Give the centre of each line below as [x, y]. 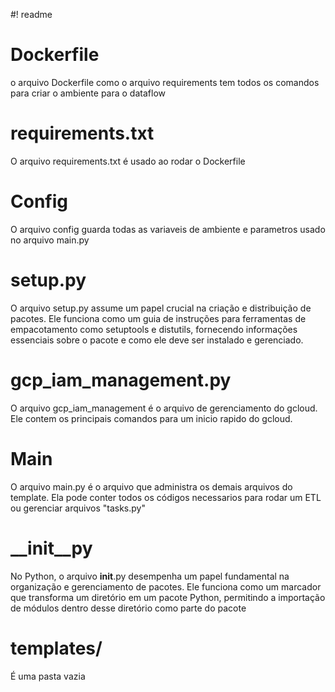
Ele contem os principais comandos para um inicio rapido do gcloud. [151, 418]
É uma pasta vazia [48, 676]
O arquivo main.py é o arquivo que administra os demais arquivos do [151, 486]
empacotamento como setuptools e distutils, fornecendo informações [154, 329]
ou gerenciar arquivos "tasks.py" [78, 508]
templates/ [56, 648]
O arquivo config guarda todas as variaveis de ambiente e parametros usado [168, 229]
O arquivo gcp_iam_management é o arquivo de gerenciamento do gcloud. [164, 408]
